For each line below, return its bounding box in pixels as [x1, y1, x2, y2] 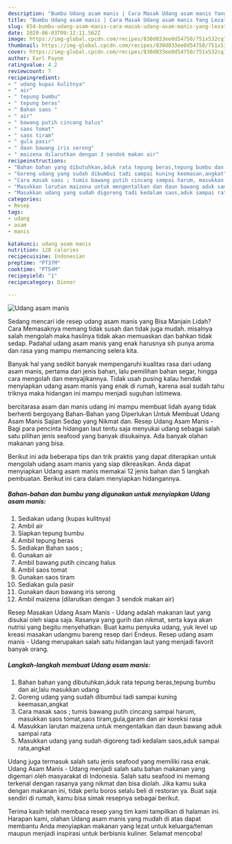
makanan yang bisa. [8, 439, 65, 447]
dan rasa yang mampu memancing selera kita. [8, 346, 139, 355]
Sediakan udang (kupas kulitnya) [17, 515, 112, 523]
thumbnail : [8, 42, 39, 49]
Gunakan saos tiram [17, 573, 75, 581]
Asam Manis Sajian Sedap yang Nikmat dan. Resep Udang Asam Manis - [8, 417, 214, 425]
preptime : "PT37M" [8, 260, 61, 267]
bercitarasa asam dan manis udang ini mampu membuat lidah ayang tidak [8, 402, 217, 411]
